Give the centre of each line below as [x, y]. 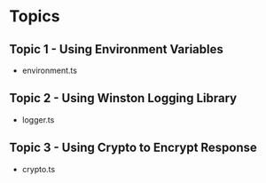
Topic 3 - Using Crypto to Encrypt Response [133, 148]
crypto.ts [39, 169]
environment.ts [50, 70]
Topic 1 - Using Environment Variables [116, 49]
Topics [35, 16]
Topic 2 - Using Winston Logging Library [123, 98]
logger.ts [38, 119]
